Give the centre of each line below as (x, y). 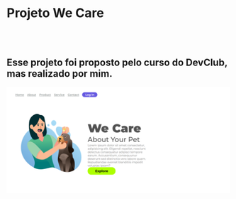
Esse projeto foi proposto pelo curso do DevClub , (117, 63)
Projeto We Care (55, 13)
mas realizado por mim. (60, 74)
